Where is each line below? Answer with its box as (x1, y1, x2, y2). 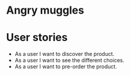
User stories (6, 31, 68, 45)
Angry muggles (6, 4, 84, 17)
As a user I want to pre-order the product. (14, 63, 118, 70)
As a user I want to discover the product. (14, 50, 115, 58)
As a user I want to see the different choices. (14, 57, 125, 64)
